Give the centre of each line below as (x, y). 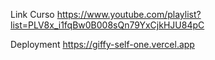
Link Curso (32, 14)
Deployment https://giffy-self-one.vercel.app (102, 44)
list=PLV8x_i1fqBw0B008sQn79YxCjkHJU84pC (107, 25)
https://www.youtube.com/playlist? (129, 14)
